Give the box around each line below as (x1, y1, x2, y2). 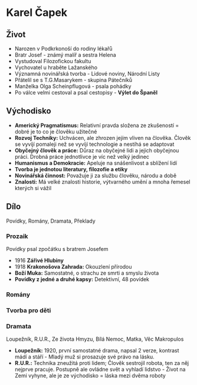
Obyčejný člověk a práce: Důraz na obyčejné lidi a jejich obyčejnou (14, 146, 179, 154)
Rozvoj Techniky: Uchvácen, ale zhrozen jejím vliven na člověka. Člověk (14, 134, 191, 141)
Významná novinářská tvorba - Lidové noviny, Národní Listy (14, 70, 160, 77)
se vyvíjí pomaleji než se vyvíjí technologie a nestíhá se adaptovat (14, 141, 175, 148)
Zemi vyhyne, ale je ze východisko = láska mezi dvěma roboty (14, 372, 166, 379)
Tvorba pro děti (6, 306, 51, 314)
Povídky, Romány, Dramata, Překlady (6, 217, 96, 224)
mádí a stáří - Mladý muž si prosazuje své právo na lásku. (14, 353, 155, 360)
